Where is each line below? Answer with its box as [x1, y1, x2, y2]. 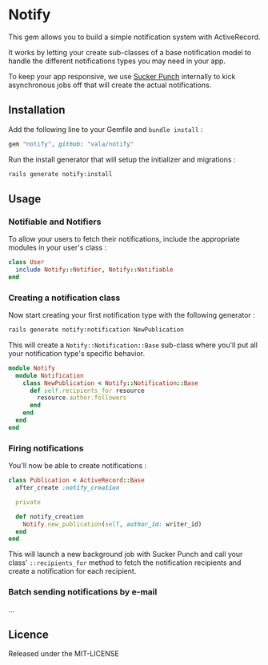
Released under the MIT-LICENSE [8, 649, 120, 659]
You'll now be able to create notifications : [8, 461, 147, 471]
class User [8, 258, 45, 266]
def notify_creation [15, 512, 84, 521]
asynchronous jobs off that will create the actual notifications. [8, 80, 212, 90]
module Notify [8, 364, 56, 372]
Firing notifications [8, 443, 84, 454]
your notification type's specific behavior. [8, 348, 146, 358]
